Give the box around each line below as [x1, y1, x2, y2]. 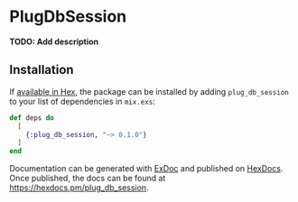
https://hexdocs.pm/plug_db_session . [9, 182, 149, 193]
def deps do [9, 113, 54, 123]
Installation [9, 62, 74, 78]
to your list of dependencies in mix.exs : [9, 96, 155, 106]
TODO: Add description [9, 36, 99, 47]
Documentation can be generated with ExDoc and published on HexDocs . [9, 163, 284, 174]
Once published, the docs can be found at [9, 173, 166, 184]
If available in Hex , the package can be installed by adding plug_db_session [9, 86, 289, 96]
